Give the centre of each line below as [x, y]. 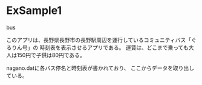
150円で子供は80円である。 [51, 55]
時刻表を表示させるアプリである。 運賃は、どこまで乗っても [114, 47]
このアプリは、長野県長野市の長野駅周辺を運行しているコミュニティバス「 [99, 39]
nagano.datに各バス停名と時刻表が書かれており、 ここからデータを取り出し [100, 68]
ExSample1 [34, 11]
